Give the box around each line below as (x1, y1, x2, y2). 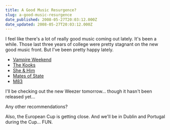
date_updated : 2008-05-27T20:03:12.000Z (5, 21, 93, 27)
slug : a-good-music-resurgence (5, 12, 72, 17)
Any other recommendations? (5, 103, 68, 110)
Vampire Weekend (12, 57, 52, 63)
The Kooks (12, 62, 36, 68)
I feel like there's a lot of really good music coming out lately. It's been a (5, 36, 157, 42)
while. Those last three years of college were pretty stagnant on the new (5, 41, 159, 48)
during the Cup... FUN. (5, 119, 53, 125)
